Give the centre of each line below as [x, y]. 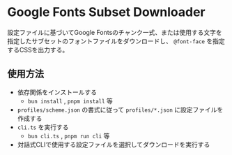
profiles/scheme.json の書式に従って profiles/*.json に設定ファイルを [120, 110]
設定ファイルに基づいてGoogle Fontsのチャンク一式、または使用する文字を [115, 32]
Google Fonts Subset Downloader [106, 12]
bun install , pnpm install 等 [70, 101]
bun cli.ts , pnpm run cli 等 [69, 135]
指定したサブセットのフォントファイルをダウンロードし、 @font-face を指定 [116, 41]
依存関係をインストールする [57, 92]
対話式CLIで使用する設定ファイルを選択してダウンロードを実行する [114, 145]
